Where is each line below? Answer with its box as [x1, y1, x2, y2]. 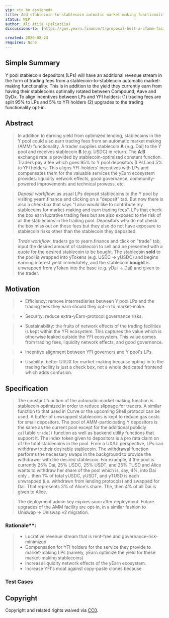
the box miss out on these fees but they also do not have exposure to [17, 223, 161, 229]
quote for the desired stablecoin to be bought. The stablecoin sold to [17, 249, 161, 255]
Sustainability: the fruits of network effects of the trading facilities [25, 323, 161, 329]
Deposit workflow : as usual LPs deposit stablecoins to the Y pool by [17, 191, 158, 197]
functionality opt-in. [5, 104, 46, 110]
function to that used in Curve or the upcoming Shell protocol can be [17, 408, 160, 414]
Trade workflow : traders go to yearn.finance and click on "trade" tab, [17, 238, 161, 244]
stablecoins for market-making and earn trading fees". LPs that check [17, 207, 162, 213]
